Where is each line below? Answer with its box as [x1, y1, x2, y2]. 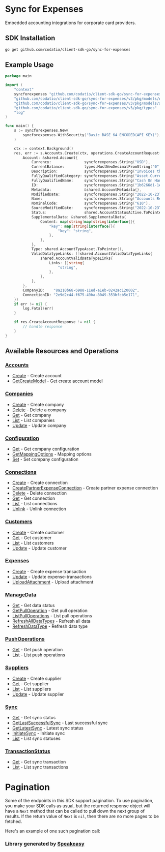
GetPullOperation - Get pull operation [12, 608, 88, 613]
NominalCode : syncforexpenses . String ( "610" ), [31, 201, 151, 206]
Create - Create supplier [12, 675, 62, 681]
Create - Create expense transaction [12, 568, 86, 574]
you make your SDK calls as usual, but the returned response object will [5, 803, 151, 809]
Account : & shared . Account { [23, 155, 78, 160]
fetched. [5, 819, 22, 824]
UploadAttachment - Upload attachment [12, 579, 94, 585]
